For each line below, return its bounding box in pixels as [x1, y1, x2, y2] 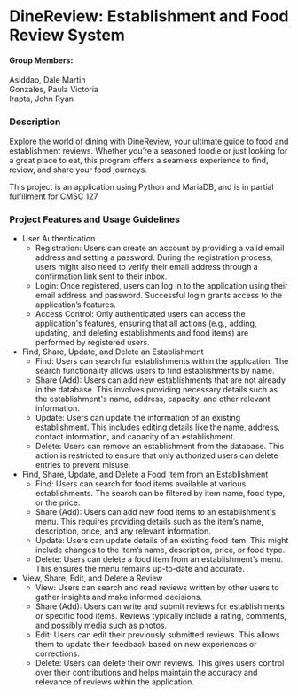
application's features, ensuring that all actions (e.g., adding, [35, 318, 257, 328]
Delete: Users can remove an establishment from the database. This [35, 440, 285, 451]
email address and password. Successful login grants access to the [35, 289, 282, 300]
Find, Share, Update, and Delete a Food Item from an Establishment [21, 469, 269, 479]
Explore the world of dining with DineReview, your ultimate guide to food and [9, 136, 289, 146]
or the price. [35, 497, 81, 508]
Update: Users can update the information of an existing [35, 412, 241, 423]
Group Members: [9, 55, 74, 66]
